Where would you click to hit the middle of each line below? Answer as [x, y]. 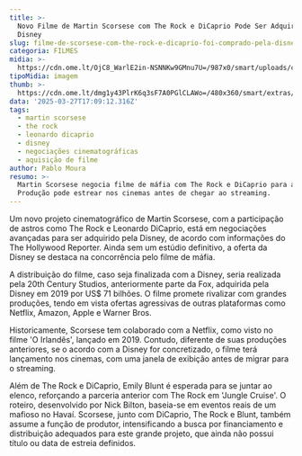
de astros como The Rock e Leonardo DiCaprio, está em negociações [138, 228]
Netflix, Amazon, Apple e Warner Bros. [80, 313]
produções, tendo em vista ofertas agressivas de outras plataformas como [147, 303]
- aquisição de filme [58, 160]
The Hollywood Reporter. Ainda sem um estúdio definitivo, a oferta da [138, 247]
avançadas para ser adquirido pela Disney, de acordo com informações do [147, 238]
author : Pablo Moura [48, 168]
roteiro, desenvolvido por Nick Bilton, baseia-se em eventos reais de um [143, 405]
